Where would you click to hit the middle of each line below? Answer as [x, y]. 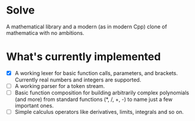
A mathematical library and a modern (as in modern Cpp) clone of [87, 27]
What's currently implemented [84, 57]
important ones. [34, 106]
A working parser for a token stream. [60, 86]
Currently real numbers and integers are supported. [78, 80]
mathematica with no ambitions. [45, 32]
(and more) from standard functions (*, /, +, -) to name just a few [94, 99]
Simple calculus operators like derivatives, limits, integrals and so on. [99, 112]
